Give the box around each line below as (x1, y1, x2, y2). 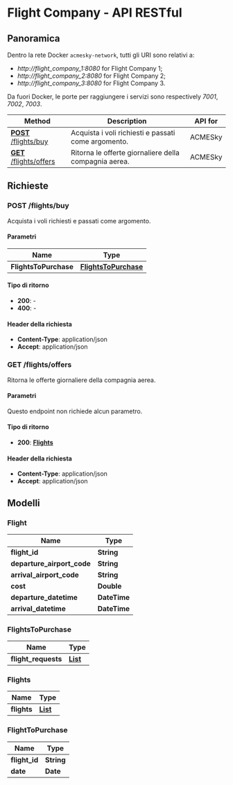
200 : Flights (17, 438, 53, 447)
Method (24, 117, 51, 126)
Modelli (7, 497, 40, 509)
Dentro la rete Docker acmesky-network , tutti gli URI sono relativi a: (7, 51, 195, 59)
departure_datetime (10, 592, 78, 602)
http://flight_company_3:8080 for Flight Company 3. (17, 79, 166, 87)
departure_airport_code (10, 558, 92, 568)
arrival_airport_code (10, 570, 80, 580)
